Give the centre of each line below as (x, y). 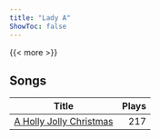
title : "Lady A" (40, 18)
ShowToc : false (38, 26)
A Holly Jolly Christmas (64, 122)
